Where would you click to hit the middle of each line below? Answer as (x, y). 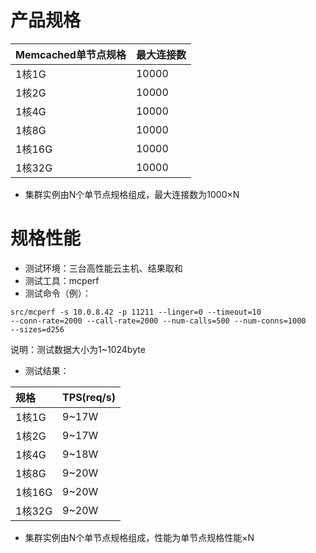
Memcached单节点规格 (71, 54)
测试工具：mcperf (62, 280)
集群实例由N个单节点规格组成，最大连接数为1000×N (132, 194)
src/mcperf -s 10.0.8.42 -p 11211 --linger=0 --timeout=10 (136, 312)
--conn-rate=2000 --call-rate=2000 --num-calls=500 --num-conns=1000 (158, 321)
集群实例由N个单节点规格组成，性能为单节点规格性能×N (139, 537)
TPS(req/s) (89, 397)
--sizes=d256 (37, 329)
